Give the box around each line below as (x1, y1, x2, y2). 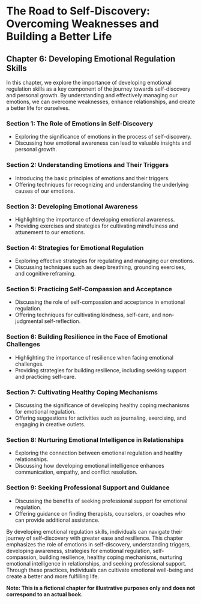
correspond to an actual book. (6, 590, 83, 598)
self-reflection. (44, 318, 81, 325)
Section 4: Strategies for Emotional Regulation (6, 243, 144, 252)
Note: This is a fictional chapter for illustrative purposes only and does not (6, 584, 196, 591)
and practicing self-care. (14, 373, 76, 380)
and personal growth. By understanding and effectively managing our (6, 92, 178, 98)
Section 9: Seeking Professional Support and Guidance (6, 483, 170, 492)
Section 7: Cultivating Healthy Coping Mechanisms (6, 388, 158, 396)
